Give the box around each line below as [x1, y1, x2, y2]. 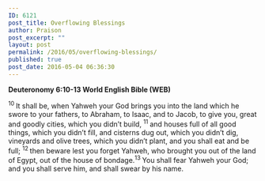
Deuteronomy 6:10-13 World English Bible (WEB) [8, 85, 172, 94]
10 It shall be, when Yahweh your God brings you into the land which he [8, 100, 240, 111]
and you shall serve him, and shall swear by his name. [8, 164, 184, 174]
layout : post [8, 41, 51, 49]
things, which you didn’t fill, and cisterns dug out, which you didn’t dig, [8, 128, 239, 138]
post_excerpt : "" [8, 33, 66, 42]
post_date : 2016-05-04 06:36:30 [8, 63, 115, 71]
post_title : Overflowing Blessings [8, 19, 126, 27]
